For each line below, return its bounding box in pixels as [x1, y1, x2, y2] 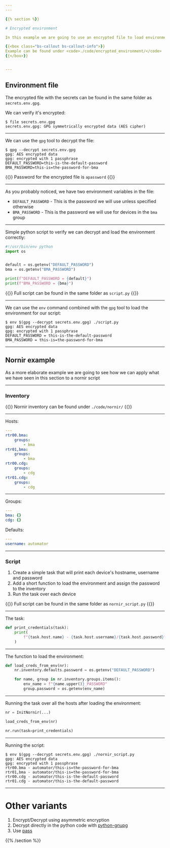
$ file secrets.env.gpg [5, 119, 56, 125]
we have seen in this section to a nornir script [5, 375, 100, 381]
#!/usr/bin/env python [5, 244, 53, 249]
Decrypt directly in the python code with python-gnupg [12, 822, 128, 828]
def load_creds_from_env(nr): [5, 663, 69, 668]
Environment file [5, 81, 59, 90]
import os [5, 249, 26, 254]
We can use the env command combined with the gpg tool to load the [5, 304, 148, 310]
